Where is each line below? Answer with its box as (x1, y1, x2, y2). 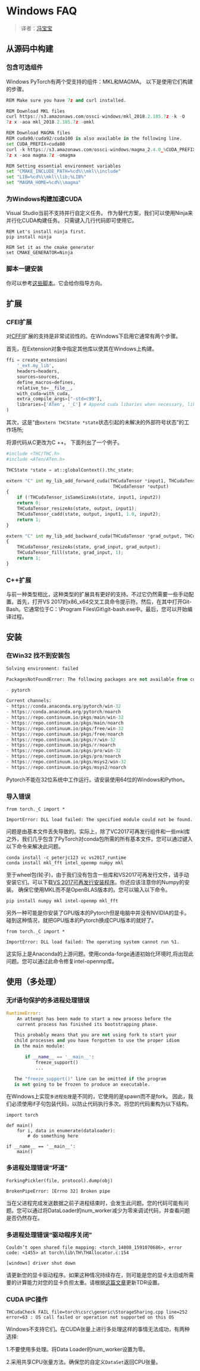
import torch (6, 1112, 39, 1119)
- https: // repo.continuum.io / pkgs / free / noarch (6, 731, 124, 737)
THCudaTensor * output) (112, 483, 169, 489)
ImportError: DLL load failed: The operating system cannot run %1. (6, 939, 180, 945)
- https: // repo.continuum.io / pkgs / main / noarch (6, 720, 124, 726)
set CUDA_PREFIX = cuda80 (6, 141, 65, 147)
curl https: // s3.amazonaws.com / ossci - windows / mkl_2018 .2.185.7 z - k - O (6, 113, 185, 120)
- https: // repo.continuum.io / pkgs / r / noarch (6, 742, 116, 748)
